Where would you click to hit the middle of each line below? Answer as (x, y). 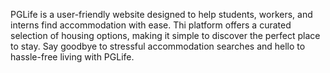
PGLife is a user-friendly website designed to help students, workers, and (161, 14)
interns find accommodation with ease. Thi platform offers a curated (151, 25)
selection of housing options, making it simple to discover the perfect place (165, 35)
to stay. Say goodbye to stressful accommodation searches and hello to (158, 46)
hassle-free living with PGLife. (72, 57)
